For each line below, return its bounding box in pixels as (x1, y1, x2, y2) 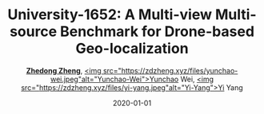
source (9, 22, 58, 41)
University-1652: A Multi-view (7, 6, 212, 24)
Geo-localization (75, 40, 189, 57)
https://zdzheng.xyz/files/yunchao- (121, 65, 238, 75)
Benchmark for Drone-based (60, 22, 255, 41)
